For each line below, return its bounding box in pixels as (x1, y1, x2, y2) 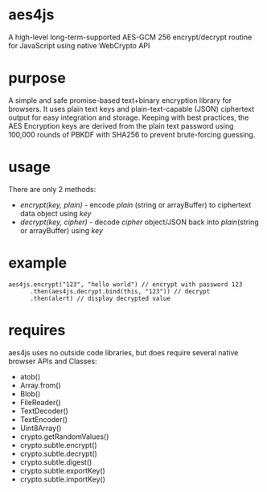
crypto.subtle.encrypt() (19, 440, 98, 449)
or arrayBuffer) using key (19, 225, 103, 235)
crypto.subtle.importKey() (19, 474, 106, 484)
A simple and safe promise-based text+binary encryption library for (8, 95, 232, 105)
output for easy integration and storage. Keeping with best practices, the (8, 113, 249, 122)
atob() (19, 371, 41, 381)
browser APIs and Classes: (8, 356, 98, 366)
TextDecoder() (19, 406, 68, 416)
